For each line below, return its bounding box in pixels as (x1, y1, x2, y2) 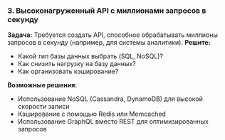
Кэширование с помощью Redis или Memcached (17, 109, 166, 119)
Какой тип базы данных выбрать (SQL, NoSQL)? (17, 52, 164, 60)
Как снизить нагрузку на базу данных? (17, 60, 137, 68)
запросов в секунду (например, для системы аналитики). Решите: (7, 38, 211, 47)
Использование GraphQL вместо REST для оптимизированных (17, 117, 209, 126)
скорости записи (17, 102, 70, 111)
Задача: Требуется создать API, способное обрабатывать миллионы (7, 31, 219, 39)
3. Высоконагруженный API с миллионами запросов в (7, 6, 206, 16)
